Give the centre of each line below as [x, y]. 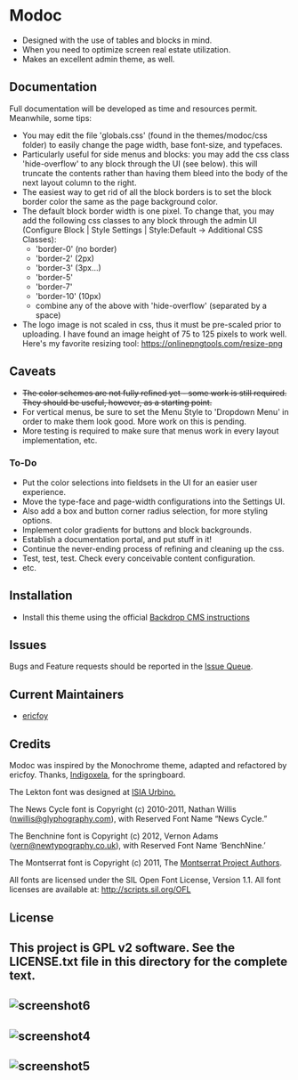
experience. [44, 491]
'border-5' [54, 277]
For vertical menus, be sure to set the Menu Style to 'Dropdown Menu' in [155, 411]
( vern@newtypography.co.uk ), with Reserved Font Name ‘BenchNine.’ [137, 846]
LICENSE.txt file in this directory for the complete [148, 961]
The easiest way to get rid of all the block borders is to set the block [147, 191]
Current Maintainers [67, 694]
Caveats [32, 372]
